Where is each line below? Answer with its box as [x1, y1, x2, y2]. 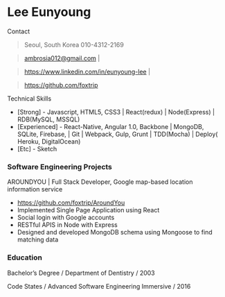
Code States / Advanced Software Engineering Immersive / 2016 [7, 282, 191, 290]
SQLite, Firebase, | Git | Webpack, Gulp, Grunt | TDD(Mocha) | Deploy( [17, 130, 218, 138]
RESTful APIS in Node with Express [17, 221, 118, 229]
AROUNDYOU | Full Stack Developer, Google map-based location [7, 178, 193, 186]
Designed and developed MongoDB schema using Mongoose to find [17, 228, 213, 237]
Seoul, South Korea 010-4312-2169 [24, 40, 125, 49]
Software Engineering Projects [7, 162, 113, 171]
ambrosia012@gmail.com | [24, 53, 100, 62]
